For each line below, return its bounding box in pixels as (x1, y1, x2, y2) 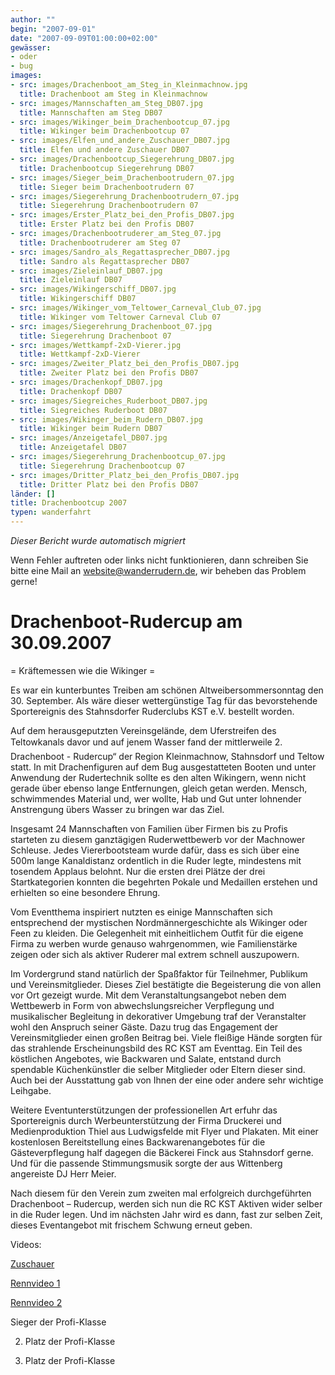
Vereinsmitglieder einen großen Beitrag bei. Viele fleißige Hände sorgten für (10, 1031, 323, 1043)
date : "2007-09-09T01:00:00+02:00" (10, 33, 159, 43)
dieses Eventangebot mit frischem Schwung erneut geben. (10, 1219, 253, 1231)
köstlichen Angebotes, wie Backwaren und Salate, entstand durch (10, 1052, 282, 1065)
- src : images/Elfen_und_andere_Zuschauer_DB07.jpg (10, 136, 230, 146)
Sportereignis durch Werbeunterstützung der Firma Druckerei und (10, 1114, 282, 1126)
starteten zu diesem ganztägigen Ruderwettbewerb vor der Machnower (10, 833, 306, 845)
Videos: (10, 1238, 42, 1250)
